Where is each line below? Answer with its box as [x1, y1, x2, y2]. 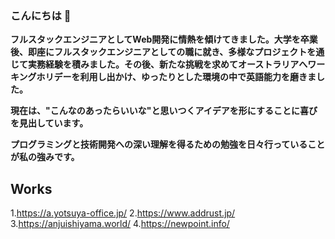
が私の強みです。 [10, 151, 80, 163]
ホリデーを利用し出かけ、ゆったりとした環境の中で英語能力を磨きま [36, 71, 317, 83]
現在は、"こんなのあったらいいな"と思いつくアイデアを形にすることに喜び [10, 105, 318, 117]
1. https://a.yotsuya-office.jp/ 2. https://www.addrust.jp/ [10, 207, 236, 219]
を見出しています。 [10, 117, 89, 129]
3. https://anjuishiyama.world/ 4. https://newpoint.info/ [10, 218, 230, 230]
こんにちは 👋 [10, 8, 72, 22]
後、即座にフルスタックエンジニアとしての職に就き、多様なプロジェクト [10, 46, 308, 58]
